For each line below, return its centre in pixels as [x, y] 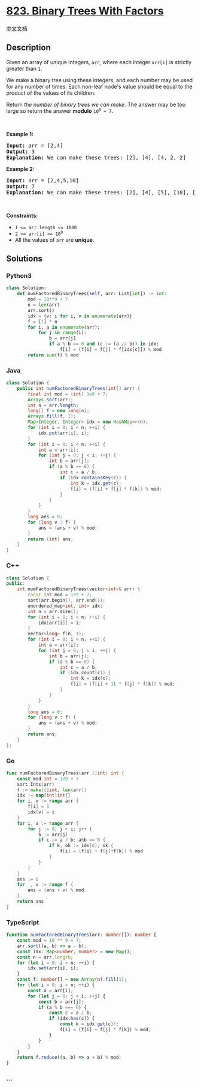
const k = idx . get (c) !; [89, 1024]
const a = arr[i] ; [51, 990]
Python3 [19, 276]
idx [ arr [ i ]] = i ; [60, 623]
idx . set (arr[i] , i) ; [53, 968]
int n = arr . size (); [53, 611]
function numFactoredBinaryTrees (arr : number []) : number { [81, 935]
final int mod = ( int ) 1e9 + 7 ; [68, 394]
